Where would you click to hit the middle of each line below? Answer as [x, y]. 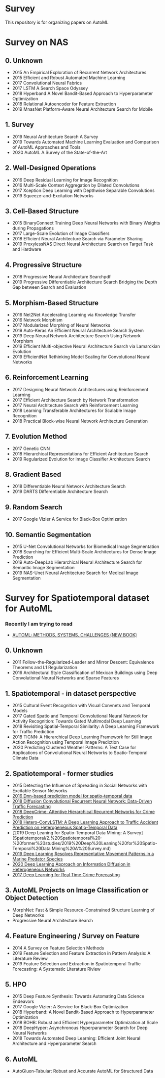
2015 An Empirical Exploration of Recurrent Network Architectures [79, 72]
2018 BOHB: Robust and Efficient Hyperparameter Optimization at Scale [85, 1023]
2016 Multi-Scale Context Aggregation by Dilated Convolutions [76, 185]
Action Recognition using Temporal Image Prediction [66, 742]
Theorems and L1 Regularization [45, 668]
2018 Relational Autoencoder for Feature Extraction [64, 104]
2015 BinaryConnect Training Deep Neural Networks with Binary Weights [86, 223]
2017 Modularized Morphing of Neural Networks [61, 325]
